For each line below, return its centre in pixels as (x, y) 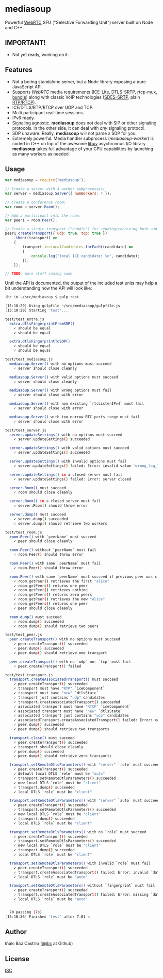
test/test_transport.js (29, 675)
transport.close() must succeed (42, 738)
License (17, 959)
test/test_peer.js (24, 635)
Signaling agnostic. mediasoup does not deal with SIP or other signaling (84, 123)
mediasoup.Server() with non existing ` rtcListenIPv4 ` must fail (77, 404)
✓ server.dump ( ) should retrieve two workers (61, 523)
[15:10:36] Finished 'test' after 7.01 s (48, 917)
